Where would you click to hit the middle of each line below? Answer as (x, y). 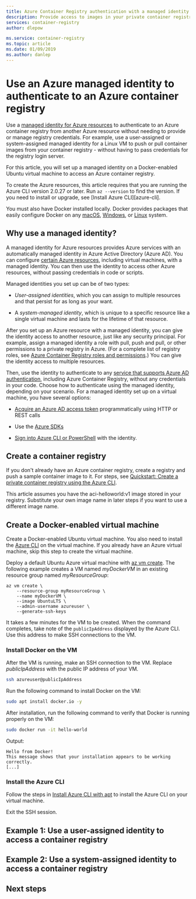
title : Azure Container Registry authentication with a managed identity (98, 11)
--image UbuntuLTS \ (41, 601)
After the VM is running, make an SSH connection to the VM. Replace (89, 663)
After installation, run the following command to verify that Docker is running (98, 713)
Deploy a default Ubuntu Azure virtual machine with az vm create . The (90, 563)
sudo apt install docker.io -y (44, 702)
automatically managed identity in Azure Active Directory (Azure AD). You (94, 254)
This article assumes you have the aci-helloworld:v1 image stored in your (94, 494)
